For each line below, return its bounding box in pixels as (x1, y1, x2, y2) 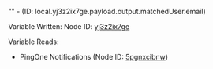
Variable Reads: (8, 37, 59, 46)
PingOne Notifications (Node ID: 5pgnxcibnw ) (19, 53, 168, 61)
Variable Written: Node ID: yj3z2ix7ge (8, 22, 130, 31)
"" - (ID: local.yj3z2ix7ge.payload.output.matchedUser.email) (8, 7, 207, 16)
